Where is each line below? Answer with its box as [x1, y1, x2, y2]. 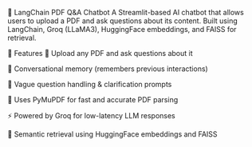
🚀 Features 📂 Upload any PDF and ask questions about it [7, 49, 193, 58]
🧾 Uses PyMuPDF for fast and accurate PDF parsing [7, 95, 179, 104]
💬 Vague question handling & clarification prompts [7, 80, 172, 89]
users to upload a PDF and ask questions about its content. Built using [7, 16, 238, 26]
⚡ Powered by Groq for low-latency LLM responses [7, 111, 176, 120]
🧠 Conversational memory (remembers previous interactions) [7, 64, 208, 73]
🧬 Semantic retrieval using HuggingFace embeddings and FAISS [7, 129, 218, 139]
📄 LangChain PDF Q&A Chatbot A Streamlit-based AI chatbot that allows [7, 8, 244, 17]
